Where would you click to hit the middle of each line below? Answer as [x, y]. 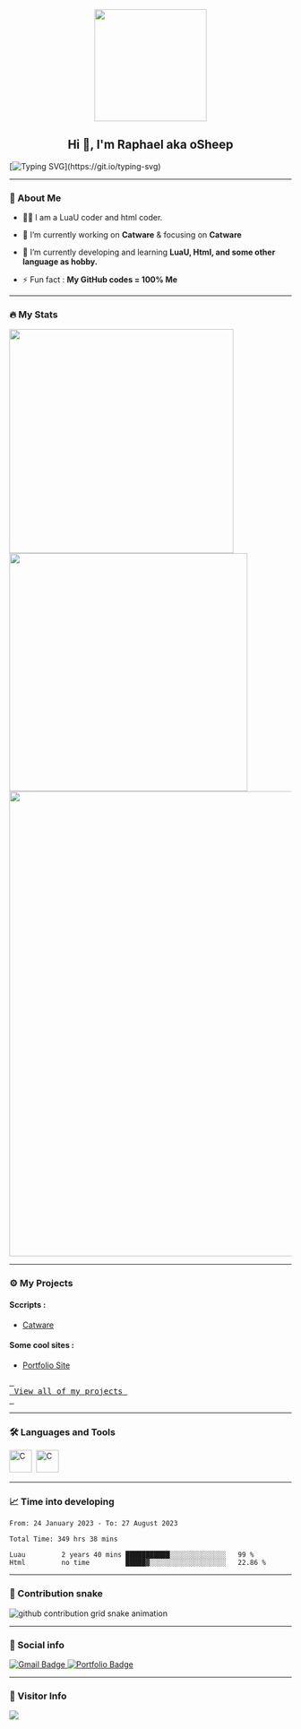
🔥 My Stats [34, 315]
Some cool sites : [42, 1345]
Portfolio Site [46, 1365]
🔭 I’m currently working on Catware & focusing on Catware [132, 235]
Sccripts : [28, 1304]
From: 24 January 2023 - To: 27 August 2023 [94, 1524]
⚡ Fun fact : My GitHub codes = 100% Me [99, 280]
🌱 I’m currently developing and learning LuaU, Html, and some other [149, 252]
